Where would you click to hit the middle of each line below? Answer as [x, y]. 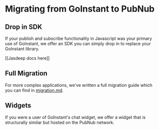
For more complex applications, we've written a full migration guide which [79, 85]
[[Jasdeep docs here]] [27, 58]
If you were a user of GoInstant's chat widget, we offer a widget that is [75, 117]
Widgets [18, 106]
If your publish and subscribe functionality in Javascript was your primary [79, 38]
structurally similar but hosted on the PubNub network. [60, 122]
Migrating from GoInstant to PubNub [80, 9]
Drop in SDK [24, 27]
